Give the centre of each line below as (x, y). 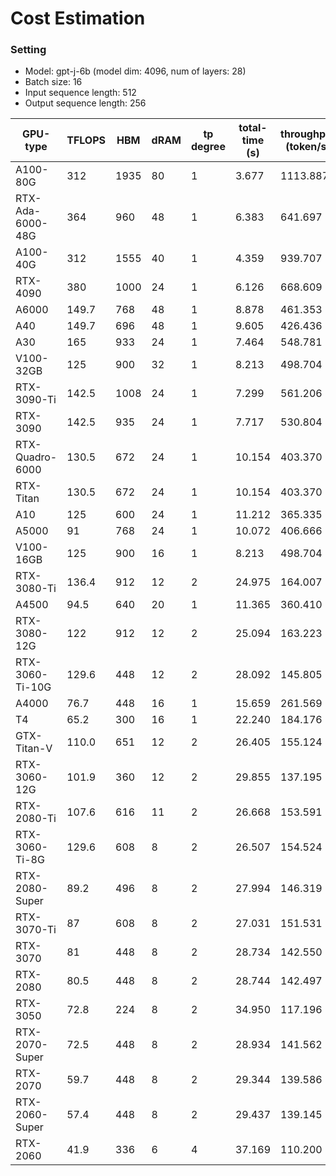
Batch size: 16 (53, 82)
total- (253, 128)
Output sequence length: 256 (85, 103)
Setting (28, 50)
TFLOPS (86, 140)
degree (208, 147)
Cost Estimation (78, 18)
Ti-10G (33, 687)
